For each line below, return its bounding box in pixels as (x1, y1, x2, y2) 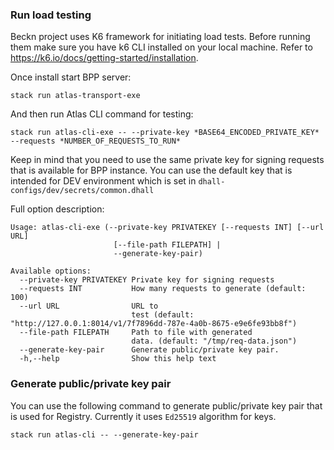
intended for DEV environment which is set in (10, 175, 197, 187)
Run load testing (10, 8, 92, 22)
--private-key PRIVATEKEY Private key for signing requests (19, 275, 275, 285)
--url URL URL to (19, 301, 159, 312)
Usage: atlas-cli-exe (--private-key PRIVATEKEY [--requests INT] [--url (10, 223, 325, 233)
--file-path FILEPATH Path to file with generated (19, 328, 253, 338)
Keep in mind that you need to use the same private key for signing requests (10, 154, 325, 166)
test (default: (131, 310, 195, 320)
